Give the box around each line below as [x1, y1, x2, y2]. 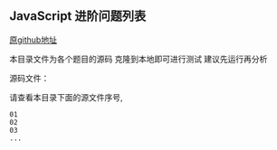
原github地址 [9, 34, 57, 45]
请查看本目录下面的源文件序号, [9, 91, 124, 102]
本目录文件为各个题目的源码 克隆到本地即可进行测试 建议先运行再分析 [9, 53, 268, 64]
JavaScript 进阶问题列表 [9, 8, 147, 24]
